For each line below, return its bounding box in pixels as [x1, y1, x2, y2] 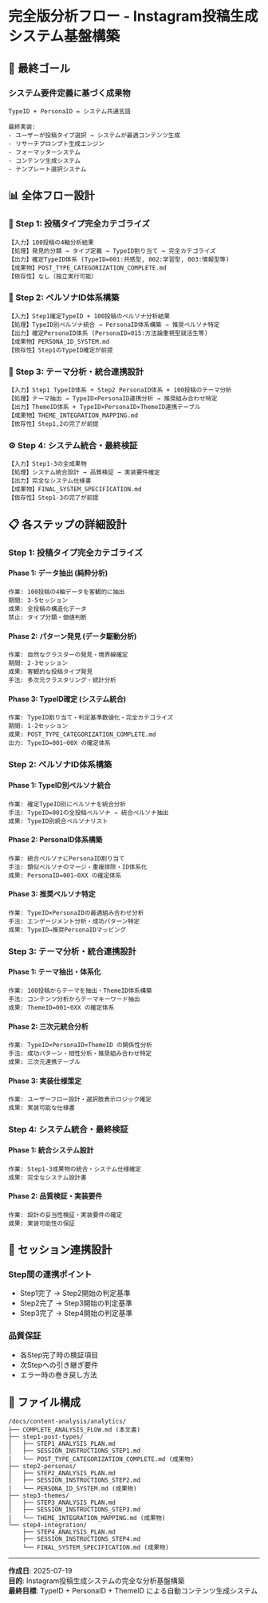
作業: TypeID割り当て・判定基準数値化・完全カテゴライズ [8, 714, 174, 722]
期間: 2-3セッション [8, 660, 69, 668]
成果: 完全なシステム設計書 [8, 1173, 87, 1181]
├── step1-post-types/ [8, 1432, 84, 1440]
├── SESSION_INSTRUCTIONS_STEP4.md [22, 1534, 141, 1543]
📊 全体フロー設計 [8, 189, 96, 203]
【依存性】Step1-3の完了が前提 [8, 494, 99, 502]
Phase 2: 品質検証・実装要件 [8, 1191, 103, 1201]
